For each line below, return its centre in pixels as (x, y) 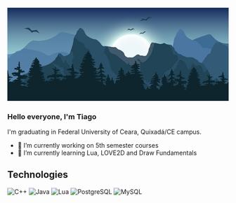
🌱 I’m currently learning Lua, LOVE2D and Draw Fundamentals (107, 153)
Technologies (38, 175)
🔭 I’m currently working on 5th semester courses (88, 145)
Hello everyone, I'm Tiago (52, 116)
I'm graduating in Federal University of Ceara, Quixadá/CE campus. (105, 132)
